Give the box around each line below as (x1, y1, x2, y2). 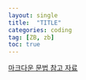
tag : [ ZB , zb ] (8, 33, 55, 42)
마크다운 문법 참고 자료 (8, 64, 78, 73)
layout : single (8, 11, 58, 20)
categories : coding (8, 26, 73, 34)
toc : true (8, 41, 41, 49)
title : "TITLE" (8, 19, 62, 27)
